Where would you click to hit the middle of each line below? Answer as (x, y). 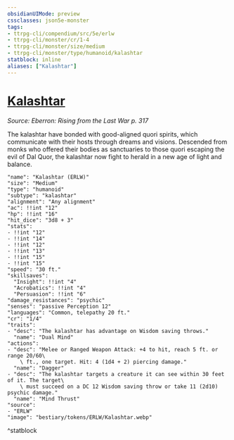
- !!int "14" (26, 239)
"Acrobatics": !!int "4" (50, 288)
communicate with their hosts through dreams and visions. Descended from (117, 142)
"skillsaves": (28, 275)
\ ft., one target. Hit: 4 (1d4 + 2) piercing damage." (104, 362)
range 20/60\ (26, 356)
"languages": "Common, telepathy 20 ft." (69, 313)
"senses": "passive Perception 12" (59, 306)
